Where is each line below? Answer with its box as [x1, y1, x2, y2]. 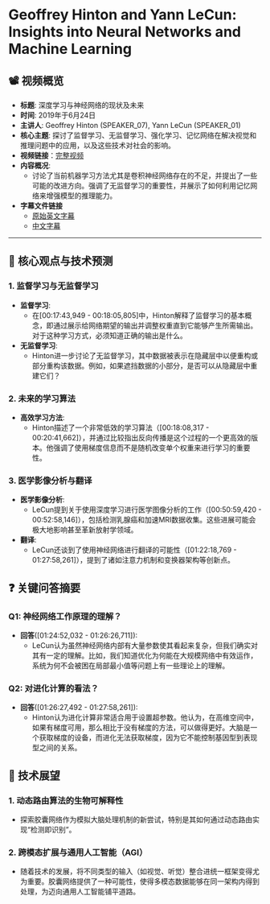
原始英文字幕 [31, 211, 75, 221]
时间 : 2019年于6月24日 [19, 110, 96, 120]
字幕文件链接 [19, 201, 63, 210]
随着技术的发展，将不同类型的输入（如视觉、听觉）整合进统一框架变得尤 [19, 867, 260, 877]
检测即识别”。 [30, 824, 76, 834]
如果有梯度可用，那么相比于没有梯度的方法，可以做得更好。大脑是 [31, 723, 251, 733]
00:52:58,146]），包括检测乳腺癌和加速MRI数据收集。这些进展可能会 [31, 515, 256, 525]
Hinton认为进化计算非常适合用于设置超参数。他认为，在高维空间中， [31, 712, 259, 722]
